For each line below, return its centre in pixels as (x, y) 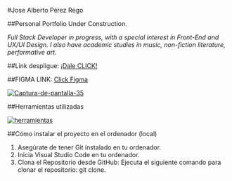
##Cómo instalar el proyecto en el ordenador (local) (82, 134)
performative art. (32, 52)
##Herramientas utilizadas (46, 107)
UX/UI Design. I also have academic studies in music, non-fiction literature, (117, 45)
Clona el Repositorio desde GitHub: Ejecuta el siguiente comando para (119, 162)
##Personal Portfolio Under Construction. (67, 24)
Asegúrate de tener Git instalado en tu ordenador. (89, 147)
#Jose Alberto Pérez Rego (45, 10)
